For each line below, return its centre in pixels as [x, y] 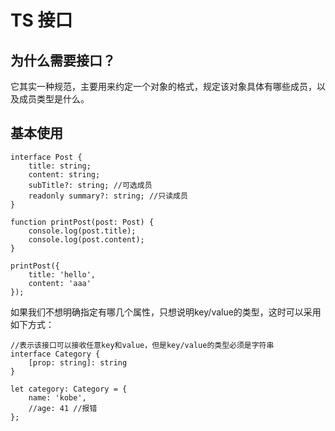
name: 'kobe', [57, 397]
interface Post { [46, 157]
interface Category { [55, 354]
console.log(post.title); [82, 231]
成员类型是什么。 [54, 99]
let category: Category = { [69, 389]
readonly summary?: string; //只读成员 [108, 196]
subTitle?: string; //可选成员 [90, 185]
